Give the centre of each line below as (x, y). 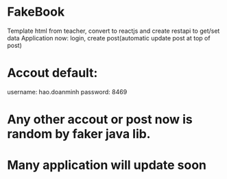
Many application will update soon (107, 165)
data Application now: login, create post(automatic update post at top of (109, 38)
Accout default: (52, 73)
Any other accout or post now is (100, 120)
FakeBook (36, 12)
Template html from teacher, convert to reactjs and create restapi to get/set (113, 31)
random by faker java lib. (79, 134)
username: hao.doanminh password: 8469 (67, 92)
